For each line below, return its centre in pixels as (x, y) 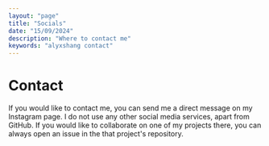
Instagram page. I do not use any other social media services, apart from (129, 117)
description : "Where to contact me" (70, 38)
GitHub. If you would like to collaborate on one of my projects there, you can (135, 125)
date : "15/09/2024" (41, 31)
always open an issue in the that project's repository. (96, 134)
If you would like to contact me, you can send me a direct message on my (130, 108)
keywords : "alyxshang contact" (61, 46)
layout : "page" (34, 16)
